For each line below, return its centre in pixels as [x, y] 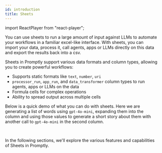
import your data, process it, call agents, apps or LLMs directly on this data [80, 47]
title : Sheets [19, 14]
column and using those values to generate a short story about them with [78, 116]
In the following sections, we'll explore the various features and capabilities [80, 140]
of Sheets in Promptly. [27, 145]
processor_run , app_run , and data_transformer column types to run [78, 81]
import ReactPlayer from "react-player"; [45, 28]
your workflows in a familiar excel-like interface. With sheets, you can [74, 42]
